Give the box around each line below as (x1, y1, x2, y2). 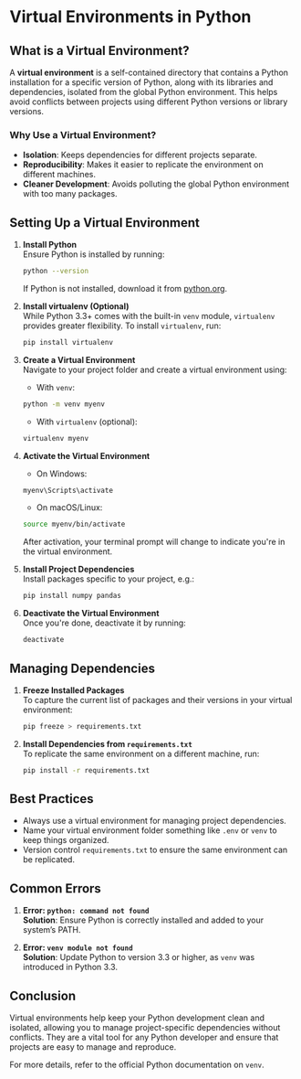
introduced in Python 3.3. (22, 962, 119, 973)
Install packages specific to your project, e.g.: (22, 573, 194, 584)
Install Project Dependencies (22, 564, 135, 575)
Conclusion (9, 988, 77, 1003)
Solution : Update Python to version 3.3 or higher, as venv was (22, 952, 255, 963)
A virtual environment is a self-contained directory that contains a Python (9, 67, 289, 78)
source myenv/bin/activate (22, 519, 126, 529)
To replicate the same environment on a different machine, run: (22, 748, 260, 759)
